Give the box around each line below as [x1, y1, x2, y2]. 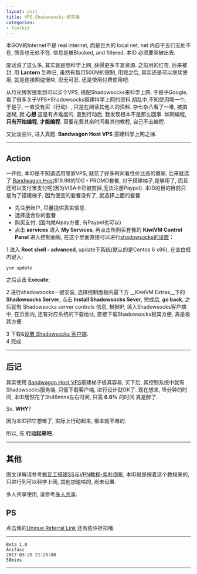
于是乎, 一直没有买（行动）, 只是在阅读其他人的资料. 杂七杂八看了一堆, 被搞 [6, 103, 188, 110]
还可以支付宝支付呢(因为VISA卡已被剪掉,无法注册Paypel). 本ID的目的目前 [6, 184, 181, 191]
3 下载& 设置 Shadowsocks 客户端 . [6, 330, 89, 337]
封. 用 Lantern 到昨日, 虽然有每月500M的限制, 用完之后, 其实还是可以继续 [6, 69, 183, 76]
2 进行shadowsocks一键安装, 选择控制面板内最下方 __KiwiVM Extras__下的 [6, 289, 186, 296]
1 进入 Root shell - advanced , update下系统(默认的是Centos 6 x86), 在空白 [6, 246, 186, 253]
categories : [6, 19, 35, 25]
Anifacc [6, 546, 25, 552]
